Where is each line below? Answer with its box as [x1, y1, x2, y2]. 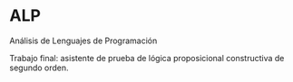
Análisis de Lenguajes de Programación [9, 35, 158, 46]
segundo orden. [9, 62, 70, 73]
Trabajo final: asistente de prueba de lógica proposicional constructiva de [9, 52, 285, 63]
